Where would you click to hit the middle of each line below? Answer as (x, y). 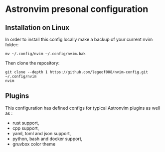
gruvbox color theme (34, 144)
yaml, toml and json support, (42, 133)
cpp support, (26, 128)
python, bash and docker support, (47, 139)
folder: (12, 45)
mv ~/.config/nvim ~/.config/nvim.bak (45, 54)
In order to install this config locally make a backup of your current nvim (79, 39)
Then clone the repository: (32, 63)
